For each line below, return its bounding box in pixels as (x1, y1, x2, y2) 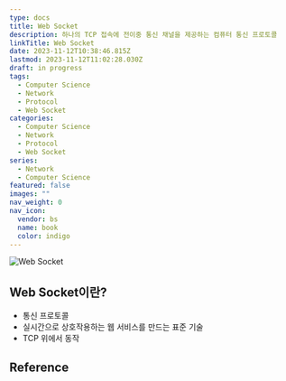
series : (9, 155, 39, 165)
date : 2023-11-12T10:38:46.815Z (9, 47, 131, 56)
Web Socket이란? (9, 284, 107, 300)
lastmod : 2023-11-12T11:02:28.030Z (9, 55, 143, 64)
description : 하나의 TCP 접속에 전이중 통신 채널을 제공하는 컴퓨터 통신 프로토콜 (9, 30, 278, 39)
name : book (17, 223, 59, 232)
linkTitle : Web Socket (9, 38, 95, 48)
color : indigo (17, 231, 70, 240)
